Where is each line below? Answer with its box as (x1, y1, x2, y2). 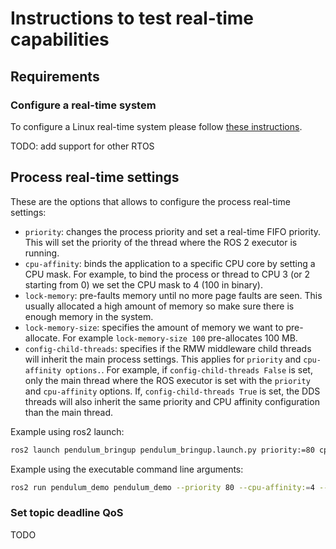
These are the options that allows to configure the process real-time (10, 195, 291, 207)
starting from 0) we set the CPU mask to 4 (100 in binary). (24, 278, 263, 291)
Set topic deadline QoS (10, 506, 124, 520)
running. (24, 247, 60, 259)
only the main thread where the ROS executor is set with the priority (24, 374, 311, 386)
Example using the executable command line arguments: (10, 463, 244, 475)
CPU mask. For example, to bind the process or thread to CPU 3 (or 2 (24, 268, 311, 280)
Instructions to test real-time (10, 7, 254, 30)
